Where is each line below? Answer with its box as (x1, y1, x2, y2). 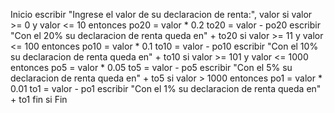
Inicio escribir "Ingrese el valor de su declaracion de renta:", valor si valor (10, 9, 313, 20)
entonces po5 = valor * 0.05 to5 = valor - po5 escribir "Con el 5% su (10, 62, 293, 73)
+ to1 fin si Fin (10, 94, 68, 105)
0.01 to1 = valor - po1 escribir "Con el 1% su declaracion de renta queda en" (10, 83, 322, 94)
